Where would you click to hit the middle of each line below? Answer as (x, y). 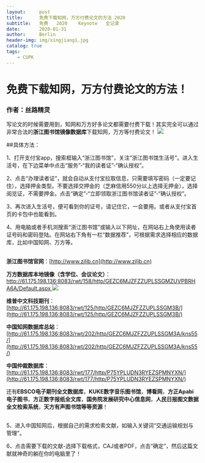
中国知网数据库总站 (31, 327)
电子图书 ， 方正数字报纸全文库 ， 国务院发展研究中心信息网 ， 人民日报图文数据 (103, 399)
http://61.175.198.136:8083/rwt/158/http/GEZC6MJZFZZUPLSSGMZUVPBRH (101, 281)
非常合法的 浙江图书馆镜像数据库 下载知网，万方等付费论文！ (81, 132)
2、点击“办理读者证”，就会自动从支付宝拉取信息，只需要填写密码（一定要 (99, 178)
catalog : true (24, 46)
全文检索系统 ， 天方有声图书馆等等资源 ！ (57, 406)
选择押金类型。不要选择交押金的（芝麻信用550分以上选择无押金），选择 (109, 186)
